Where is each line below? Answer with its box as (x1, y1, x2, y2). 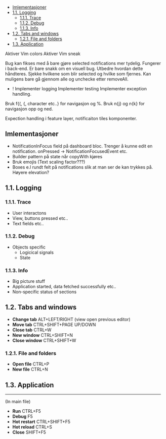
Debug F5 (12, 414, 33, 420)
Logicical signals (19, 249, 54, 255)
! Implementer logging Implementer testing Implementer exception (12, 86, 147, 91)
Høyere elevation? (12, 169, 49, 175)
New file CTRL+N (12, 367, 48, 373)
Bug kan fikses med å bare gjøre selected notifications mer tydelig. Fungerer (5, 61, 161, 66)
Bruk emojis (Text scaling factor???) (12, 159, 85, 165)
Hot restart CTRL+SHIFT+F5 (12, 419, 71, 425)
